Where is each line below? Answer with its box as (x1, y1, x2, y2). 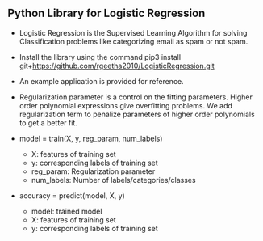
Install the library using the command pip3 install (19, 52, 182, 61)
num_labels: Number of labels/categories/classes (31, 175, 196, 184)
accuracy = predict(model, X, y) (19, 190, 126, 201)
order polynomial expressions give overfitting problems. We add (19, 100, 233, 110)
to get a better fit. (19, 117, 77, 128)
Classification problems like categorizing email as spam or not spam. (19, 36, 248, 46)
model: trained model (31, 206, 102, 216)
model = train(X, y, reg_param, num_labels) (19, 133, 163, 143)
